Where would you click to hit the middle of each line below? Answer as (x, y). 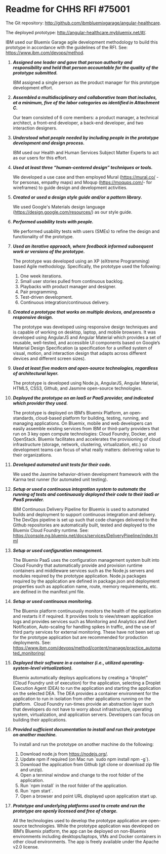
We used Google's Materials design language (59, 206)
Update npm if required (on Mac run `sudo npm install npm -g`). (85, 759)
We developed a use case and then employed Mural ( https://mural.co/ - (85, 177)
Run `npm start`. (37, 790)
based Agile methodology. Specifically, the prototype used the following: (87, 266)
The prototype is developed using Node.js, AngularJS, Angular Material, (86, 383)
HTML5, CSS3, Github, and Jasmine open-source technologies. (77, 388)
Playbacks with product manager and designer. (68, 286)
